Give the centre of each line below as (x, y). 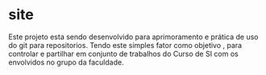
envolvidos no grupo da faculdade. (66, 62)
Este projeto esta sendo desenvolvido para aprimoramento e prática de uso (133, 37)
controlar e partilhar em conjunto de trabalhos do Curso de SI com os (124, 53)
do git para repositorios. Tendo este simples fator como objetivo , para (125, 45)
